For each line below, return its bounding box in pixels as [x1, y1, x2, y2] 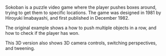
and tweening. [5, 45, 35, 51]
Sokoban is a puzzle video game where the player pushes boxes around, [5, 5, 157, 10]
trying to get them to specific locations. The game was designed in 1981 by [5, 10, 161, 16]
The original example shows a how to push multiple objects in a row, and [5, 25, 157, 31]
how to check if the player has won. [5, 30, 80, 36]
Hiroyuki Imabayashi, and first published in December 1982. [5, 15, 130, 21]
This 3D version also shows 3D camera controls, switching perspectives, [5, 40, 157, 46]
